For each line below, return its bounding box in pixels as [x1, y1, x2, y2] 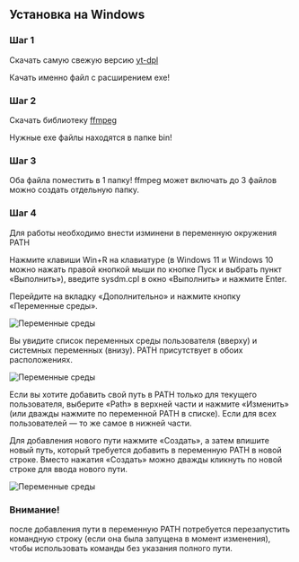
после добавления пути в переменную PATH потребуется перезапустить [9, 523, 290, 534]
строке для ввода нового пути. [9, 463, 128, 474]
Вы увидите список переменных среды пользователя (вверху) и [9, 335, 258, 346]
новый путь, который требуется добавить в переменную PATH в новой [9, 444, 282, 455]
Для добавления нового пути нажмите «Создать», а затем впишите [9, 435, 269, 445]
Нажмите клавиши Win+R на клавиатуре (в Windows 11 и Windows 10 [9, 254, 274, 265]
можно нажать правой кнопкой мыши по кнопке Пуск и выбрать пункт [9, 264, 283, 275]
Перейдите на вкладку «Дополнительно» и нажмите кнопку [9, 291, 241, 302]
